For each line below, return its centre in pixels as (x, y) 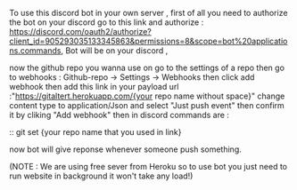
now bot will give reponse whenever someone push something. (126, 149)
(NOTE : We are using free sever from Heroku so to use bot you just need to (148, 166)
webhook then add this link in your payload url (94, 87)
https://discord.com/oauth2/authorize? (80, 32)
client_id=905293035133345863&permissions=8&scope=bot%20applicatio (148, 41)
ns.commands (35, 51)
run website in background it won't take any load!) (101, 176)
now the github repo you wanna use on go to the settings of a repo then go (147, 67)
